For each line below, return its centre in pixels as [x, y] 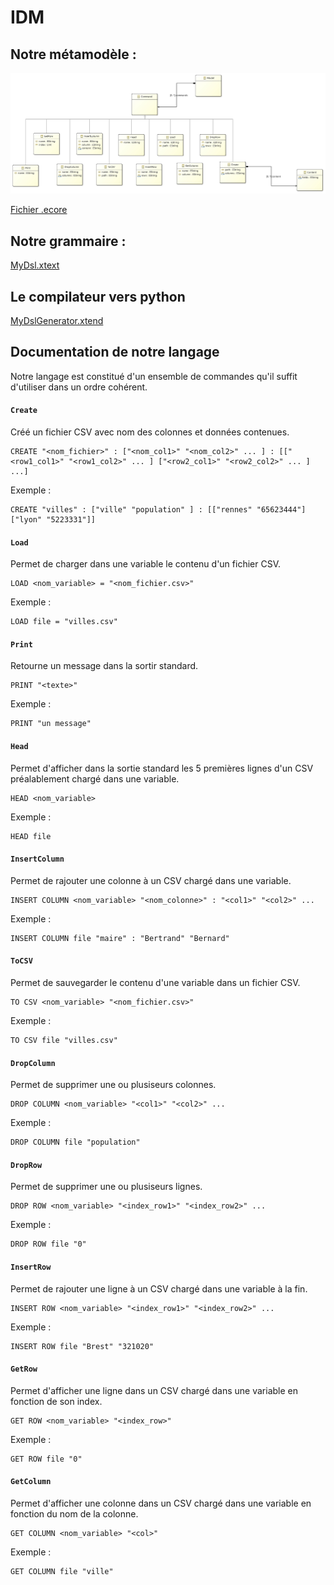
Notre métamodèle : [73, 54]
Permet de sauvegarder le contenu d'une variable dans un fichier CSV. [155, 983]
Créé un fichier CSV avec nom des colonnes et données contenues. [150, 432]
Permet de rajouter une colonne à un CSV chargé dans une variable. [151, 880]
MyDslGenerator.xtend [57, 321]
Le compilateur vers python [98, 296]
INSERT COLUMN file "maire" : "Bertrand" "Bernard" [120, 938]
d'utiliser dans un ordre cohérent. [79, 387]
